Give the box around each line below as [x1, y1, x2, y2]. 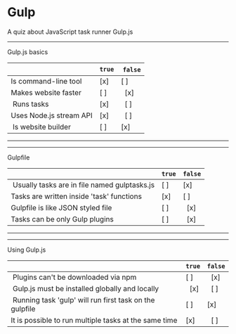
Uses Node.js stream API [11, 110, 93, 120]
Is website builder [13, 122, 72, 131]
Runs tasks [13, 99, 49, 109]
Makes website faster [11, 87, 82, 97]
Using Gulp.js [7, 245, 46, 254]
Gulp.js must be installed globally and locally [13, 283, 159, 293]
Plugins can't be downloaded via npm [13, 272, 137, 282]
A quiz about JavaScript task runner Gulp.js [7, 27, 133, 36]
